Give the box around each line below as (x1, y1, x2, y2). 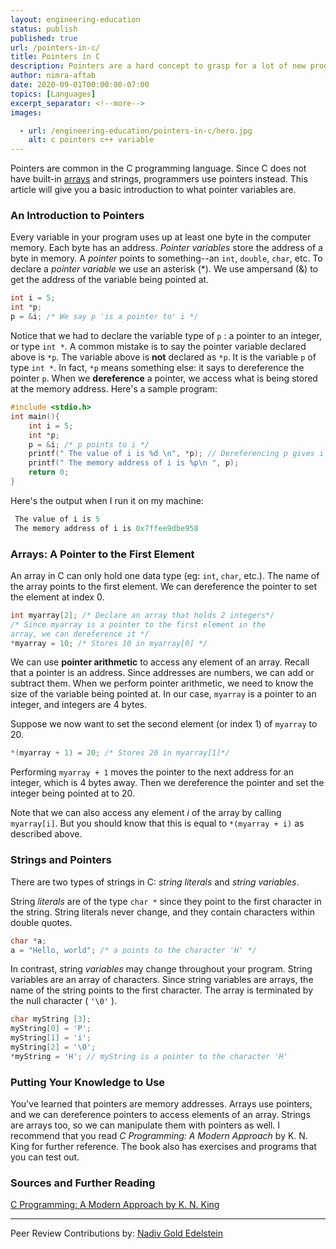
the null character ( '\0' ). (10, 995, 118, 1007)
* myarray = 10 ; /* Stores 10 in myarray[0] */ (10, 638, 208, 648)
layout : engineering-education (10, 14, 141, 25)
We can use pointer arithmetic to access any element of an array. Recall (10, 656, 310, 668)
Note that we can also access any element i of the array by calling (10, 807, 282, 819)
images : (10, 107, 43, 118)
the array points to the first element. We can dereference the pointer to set (10, 580, 318, 592)
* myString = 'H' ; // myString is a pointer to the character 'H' (10, 1051, 288, 1061)
